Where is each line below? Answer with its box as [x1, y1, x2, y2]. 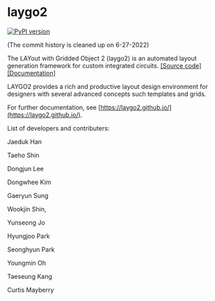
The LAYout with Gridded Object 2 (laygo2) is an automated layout [7, 54, 197, 63]
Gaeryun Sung [7, 191, 49, 200]
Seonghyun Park [7, 245, 55, 254]
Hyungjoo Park [7, 231, 50, 240]
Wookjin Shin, [7, 204, 47, 213]
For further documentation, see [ [7, 103, 101, 111]
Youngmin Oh [7, 259, 47, 267]
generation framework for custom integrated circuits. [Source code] [7, 61, 202, 70]
